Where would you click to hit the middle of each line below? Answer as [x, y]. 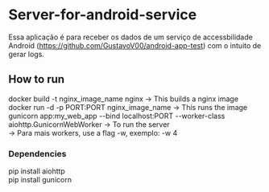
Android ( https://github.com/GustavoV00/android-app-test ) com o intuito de [135, 45]
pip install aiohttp [37, 171]
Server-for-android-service [103, 15]
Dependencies [37, 153]
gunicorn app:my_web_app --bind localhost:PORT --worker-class [117, 116]
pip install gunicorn [40, 180]
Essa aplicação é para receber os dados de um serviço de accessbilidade [131, 37]
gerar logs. [26, 54]
